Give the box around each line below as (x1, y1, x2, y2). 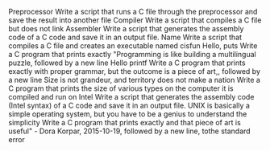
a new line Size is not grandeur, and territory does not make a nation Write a (8, 75, 260, 84)
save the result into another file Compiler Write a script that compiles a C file (8, 15, 262, 25)
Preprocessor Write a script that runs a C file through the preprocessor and (8, 7, 258, 16)
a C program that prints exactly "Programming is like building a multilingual (8, 50, 256, 59)
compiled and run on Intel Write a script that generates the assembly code (8, 92, 255, 101)
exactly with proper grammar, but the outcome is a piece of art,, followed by (8, 67, 260, 75)
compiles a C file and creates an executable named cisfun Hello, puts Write (8, 41, 258, 51)
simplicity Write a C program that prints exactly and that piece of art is (8, 118, 242, 127)
